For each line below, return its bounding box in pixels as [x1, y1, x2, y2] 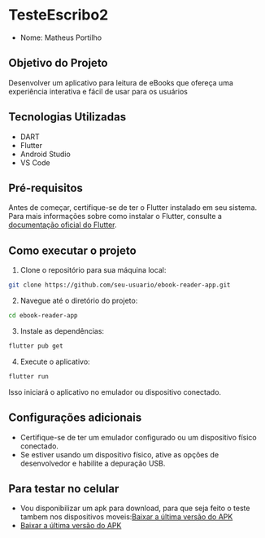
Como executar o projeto [8, 243, 137, 257]
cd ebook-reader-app [8, 312, 79, 320]
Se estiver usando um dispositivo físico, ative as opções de [20, 449, 219, 459]
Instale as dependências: [20, 326, 104, 335]
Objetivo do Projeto [8, 56, 108, 70]
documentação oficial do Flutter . [8, 220, 117, 230]
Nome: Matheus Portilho [20, 33, 102, 42]
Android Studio [20, 149, 71, 159]
